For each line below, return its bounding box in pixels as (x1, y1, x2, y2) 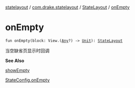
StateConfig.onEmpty (5, 77, 50, 83)
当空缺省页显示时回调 (5, 47, 49, 53)
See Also (5, 57, 24, 63)
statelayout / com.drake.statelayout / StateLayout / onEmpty (5, 4, 130, 10)
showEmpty (5, 67, 30, 73)
